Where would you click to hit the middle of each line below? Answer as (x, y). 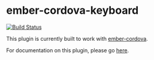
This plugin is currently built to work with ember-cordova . (77, 38)
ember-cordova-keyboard (73, 10)
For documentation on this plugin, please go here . (68, 50)
